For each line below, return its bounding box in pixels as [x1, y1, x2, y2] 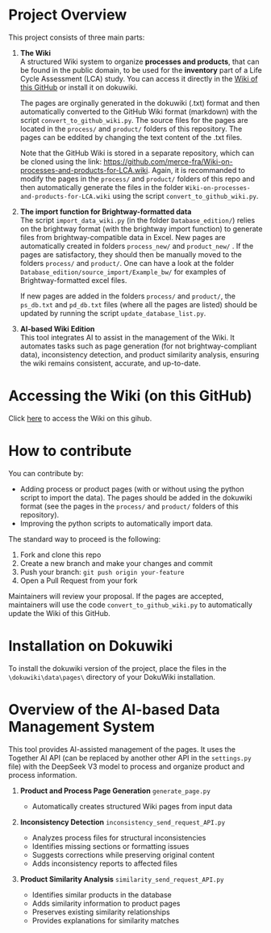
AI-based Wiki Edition [19, 323, 95, 333]
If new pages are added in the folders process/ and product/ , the [19, 291, 236, 301]
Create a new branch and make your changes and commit [19, 558, 214, 568]
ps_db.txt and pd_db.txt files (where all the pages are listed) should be [19, 299, 258, 309]
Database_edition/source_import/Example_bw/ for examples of [19, 267, 227, 277]
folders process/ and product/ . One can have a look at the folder [19, 258, 235, 268]
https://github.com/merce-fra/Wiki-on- [103, 156, 233, 167]
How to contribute [8, 442, 132, 460]
